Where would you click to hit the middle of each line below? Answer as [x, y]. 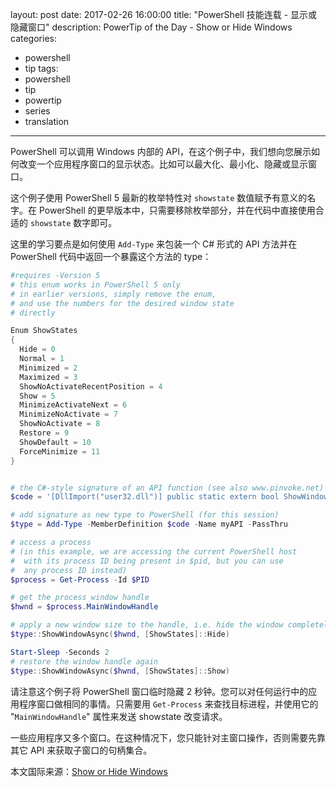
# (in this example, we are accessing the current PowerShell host [154, 551]
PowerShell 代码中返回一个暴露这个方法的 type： [111, 256]
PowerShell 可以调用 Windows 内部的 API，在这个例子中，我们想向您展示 [161, 151]
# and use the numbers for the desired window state [122, 303]
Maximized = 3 [48, 377]
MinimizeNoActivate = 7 [68, 414]
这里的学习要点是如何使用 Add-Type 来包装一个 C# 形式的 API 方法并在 [154, 244]
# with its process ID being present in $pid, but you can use [147, 561]
